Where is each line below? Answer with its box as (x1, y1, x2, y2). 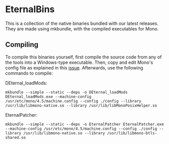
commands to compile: (5, 70, 53, 76)
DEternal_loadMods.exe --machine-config (5, 94, 92, 99)
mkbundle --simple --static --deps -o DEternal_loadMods (5, 90, 128, 95)
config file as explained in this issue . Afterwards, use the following (5, 64, 143, 70)
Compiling (5, 41, 39, 49)
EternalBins (5, 4, 55, 15)
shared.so (5, 135, 26, 140)
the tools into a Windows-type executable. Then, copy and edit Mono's (5, 59, 153, 65)
